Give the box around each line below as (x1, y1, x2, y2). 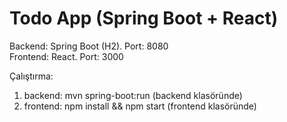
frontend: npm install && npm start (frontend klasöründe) (23, 100, 257, 112)
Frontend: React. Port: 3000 (9, 50, 124, 62)
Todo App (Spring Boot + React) (9, 7, 279, 30)
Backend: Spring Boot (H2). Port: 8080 (9, 40, 169, 52)
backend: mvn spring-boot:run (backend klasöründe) (23, 89, 243, 101)
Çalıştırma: (9, 70, 54, 82)
